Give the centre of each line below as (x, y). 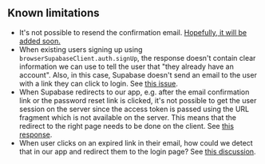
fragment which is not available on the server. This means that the (128, 117)
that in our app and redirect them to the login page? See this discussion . (137, 151)
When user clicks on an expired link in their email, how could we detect (136, 142)
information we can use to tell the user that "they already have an (127, 66)
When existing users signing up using (81, 49)
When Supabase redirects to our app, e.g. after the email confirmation (134, 92)
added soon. (40, 41)
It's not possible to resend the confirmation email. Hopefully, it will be (133, 32)
